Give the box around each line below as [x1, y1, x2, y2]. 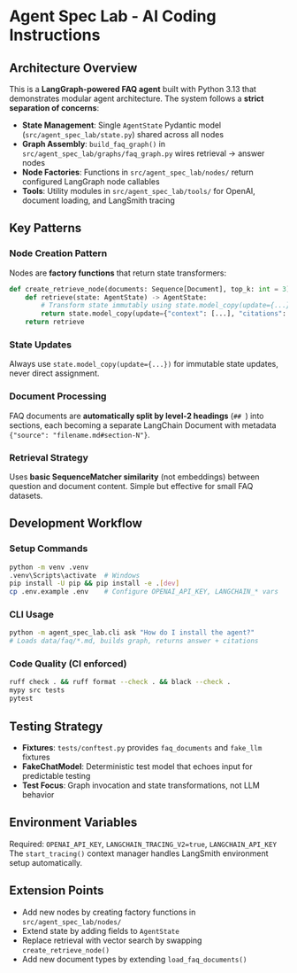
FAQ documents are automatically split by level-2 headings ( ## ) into [9, 410, 264, 421]
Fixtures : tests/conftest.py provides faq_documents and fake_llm [21, 742, 263, 752]
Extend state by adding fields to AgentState [21, 925, 179, 936]
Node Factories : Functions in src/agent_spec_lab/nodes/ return [21, 167, 254, 177]
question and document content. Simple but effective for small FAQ [9, 480, 254, 491]
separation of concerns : [9, 103, 100, 113]
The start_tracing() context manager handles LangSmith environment [9, 848, 269, 859]
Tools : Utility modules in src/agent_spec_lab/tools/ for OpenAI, [21, 186, 256, 196]
